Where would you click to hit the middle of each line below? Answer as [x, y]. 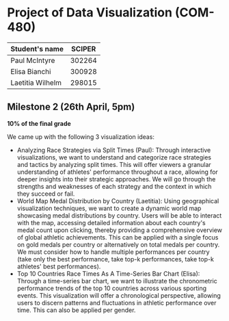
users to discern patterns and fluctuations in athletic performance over [117, 303]
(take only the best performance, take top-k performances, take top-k [115, 259]
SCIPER [84, 49]
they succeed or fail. [46, 194]
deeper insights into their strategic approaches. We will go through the [116, 179]
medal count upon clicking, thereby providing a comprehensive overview [120, 230]
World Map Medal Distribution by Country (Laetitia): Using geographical [118, 201]
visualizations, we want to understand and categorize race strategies [114, 157]
